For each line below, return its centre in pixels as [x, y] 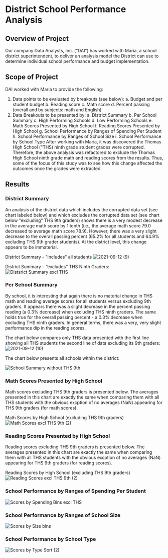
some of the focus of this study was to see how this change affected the [87, 163]
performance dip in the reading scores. [46, 328]
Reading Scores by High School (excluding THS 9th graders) [68, 473]
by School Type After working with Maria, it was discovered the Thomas [87, 141]
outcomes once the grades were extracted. [57, 168]
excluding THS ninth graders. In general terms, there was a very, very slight [83, 323]
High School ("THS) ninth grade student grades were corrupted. [79, 147]
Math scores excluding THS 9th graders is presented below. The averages [82, 392]
